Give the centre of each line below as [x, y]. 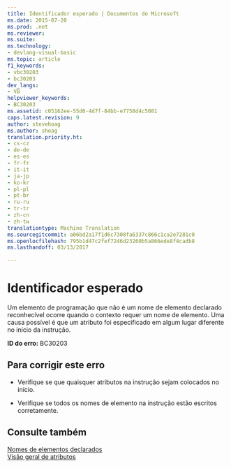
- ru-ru [18, 202]
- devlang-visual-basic [42, 53]
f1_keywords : [26, 66]
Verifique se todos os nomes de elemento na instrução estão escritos [117, 403]
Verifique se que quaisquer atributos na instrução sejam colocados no [118, 382]
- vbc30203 [23, 72]
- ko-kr [18, 182]
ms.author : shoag [32, 131]
